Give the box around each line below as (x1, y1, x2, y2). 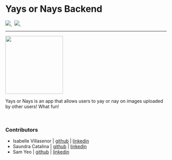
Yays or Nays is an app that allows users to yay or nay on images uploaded (5, 98, 163, 104)
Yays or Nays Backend (5, 3, 102, 15)
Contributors (5, 126, 38, 133)
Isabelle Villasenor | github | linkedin (12, 138, 90, 144)
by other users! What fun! (5, 103, 59, 110)
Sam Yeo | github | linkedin (12, 149, 70, 155)
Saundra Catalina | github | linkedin (12, 144, 87, 150)
